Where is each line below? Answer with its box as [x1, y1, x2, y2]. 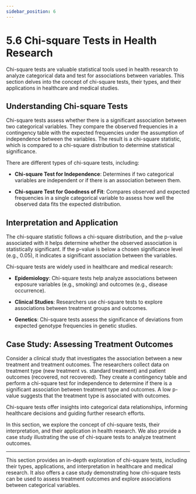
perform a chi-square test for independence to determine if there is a [6, 380, 172, 387]
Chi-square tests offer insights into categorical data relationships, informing [6, 404, 188, 410]
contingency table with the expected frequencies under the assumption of [6, 130, 184, 137]
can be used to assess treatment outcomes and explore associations [6, 475, 171, 482]
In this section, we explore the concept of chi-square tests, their [6, 421, 160, 428]
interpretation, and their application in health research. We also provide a [6, 427, 181, 434]
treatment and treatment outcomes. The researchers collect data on [6, 361, 169, 368]
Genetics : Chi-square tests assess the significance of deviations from [14, 316, 183, 323]
